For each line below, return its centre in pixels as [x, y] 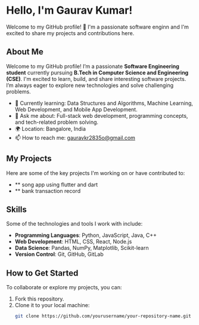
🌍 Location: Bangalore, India [50, 129]
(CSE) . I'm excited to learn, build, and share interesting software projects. [96, 79]
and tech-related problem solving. [57, 122]
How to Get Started [42, 273]
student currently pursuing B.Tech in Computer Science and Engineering [97, 73]
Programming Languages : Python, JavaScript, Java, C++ [85, 235]
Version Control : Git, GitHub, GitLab [59, 254]
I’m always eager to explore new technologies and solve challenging [90, 85]
